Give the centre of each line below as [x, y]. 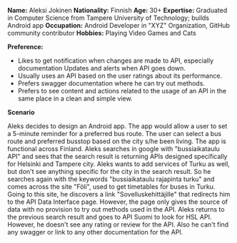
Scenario [21, 112]
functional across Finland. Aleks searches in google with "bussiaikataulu [114, 149]
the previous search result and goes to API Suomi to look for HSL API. [110, 217]
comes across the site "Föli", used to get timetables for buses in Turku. [111, 187]
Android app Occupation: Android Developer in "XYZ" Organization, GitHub [119, 25]
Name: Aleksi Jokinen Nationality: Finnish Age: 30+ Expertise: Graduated [117, 10]
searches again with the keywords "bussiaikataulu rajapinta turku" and [111, 179]
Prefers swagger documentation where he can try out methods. [111, 83]
